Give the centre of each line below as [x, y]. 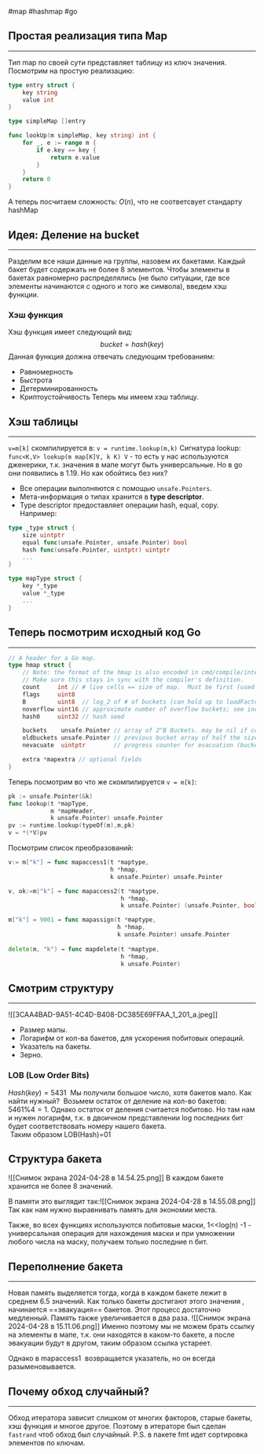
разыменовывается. [42, 1367]
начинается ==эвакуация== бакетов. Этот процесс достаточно [115, 1310]
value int [38, 100]
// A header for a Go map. [52, 658]
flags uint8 [49, 694]
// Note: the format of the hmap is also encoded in [110, 673]
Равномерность [46, 372]
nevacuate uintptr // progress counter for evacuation [128, 745]
